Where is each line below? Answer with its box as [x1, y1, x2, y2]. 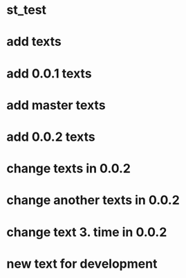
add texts [6, 34, 62, 50]
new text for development [6, 256, 158, 272]
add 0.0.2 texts [6, 129, 95, 144]
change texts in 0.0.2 [6, 161, 131, 177]
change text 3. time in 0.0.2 [6, 224, 167, 240]
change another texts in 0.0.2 [6, 193, 180, 208]
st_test [6, 2, 46, 18]
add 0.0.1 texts [6, 65, 92, 81]
